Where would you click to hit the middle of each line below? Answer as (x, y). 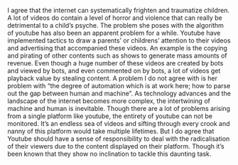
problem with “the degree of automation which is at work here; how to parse (119, 86)
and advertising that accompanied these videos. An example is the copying (117, 48)
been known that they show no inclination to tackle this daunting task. (109, 154)
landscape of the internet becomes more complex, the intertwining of (109, 101)
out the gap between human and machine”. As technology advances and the (119, 93)
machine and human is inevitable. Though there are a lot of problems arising (119, 108)
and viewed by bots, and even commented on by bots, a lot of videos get (114, 71)
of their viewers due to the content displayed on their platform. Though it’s (116, 146)
